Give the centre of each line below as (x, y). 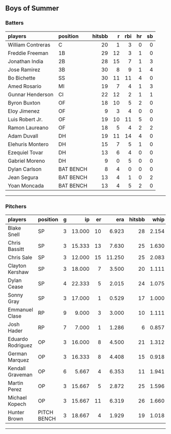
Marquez (19, 360)
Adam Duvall (23, 136)
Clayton (17, 266)
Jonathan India (25, 61)
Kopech (17, 404)
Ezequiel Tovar (25, 152)
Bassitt (16, 249)
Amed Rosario (25, 86)
